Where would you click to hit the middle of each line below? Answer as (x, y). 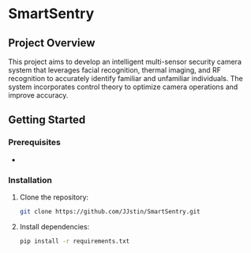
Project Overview (52, 43)
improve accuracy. (38, 95)
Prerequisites (34, 143)
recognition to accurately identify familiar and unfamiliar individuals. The (126, 78)
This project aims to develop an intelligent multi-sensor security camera (125, 61)
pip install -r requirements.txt (75, 241)
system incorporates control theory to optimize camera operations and (123, 87)
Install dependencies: (54, 226)
